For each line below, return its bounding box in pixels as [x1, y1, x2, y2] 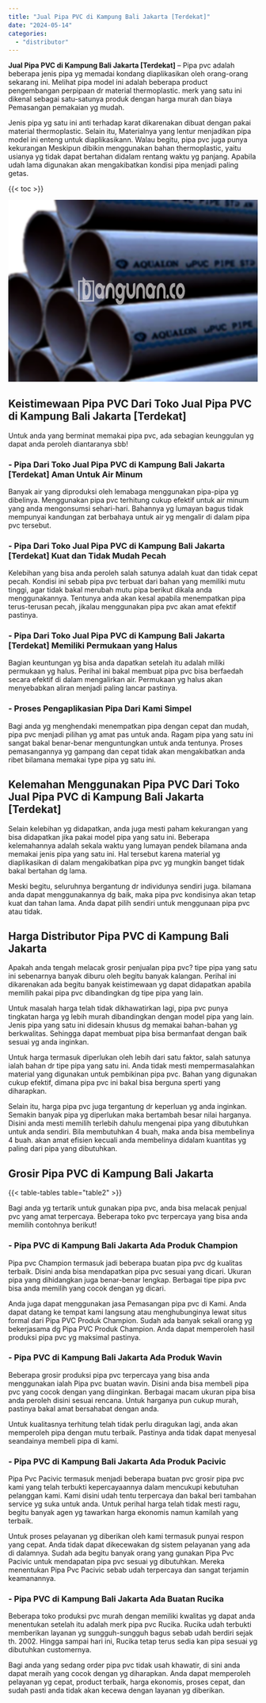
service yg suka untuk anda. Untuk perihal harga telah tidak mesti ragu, [8, 1499, 241, 1509]
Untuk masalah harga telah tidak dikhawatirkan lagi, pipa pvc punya [8, 1003, 229, 1013]
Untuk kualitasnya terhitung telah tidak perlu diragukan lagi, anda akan [8, 1419, 238, 1429]
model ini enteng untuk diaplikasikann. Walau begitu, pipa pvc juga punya [8, 135, 248, 144]
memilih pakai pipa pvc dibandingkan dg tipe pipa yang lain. [8, 988, 203, 998]
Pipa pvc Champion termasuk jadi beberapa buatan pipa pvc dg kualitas [8, 1258, 243, 1268]
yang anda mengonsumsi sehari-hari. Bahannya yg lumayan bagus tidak [8, 504, 244, 513]
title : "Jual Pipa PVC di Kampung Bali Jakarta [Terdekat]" [8, 13, 211, 21]
